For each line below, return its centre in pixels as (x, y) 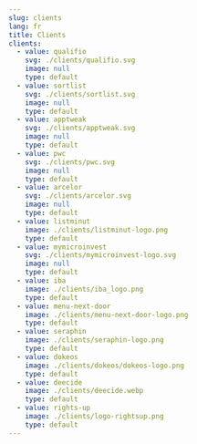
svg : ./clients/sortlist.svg (80, 94)
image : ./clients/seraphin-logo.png (95, 340)
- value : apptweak (52, 119)
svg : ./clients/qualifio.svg (80, 60)
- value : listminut (54, 221)
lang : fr (25, 26)
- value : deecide (50, 382)
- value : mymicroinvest (62, 247)
